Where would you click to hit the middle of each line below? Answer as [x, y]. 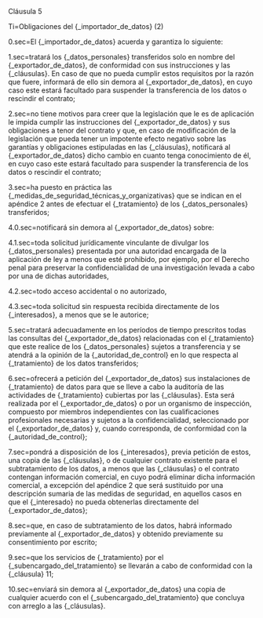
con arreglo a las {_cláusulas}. [57, 606]
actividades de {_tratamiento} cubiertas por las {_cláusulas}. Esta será [122, 395]
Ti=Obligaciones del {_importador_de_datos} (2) [86, 26]
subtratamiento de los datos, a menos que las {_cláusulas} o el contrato [124, 469]
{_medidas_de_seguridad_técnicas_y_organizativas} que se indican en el [125, 196]
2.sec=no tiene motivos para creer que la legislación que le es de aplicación [131, 114]
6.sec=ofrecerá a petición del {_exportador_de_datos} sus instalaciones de [129, 378]
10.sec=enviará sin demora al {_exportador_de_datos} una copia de [117, 589]
